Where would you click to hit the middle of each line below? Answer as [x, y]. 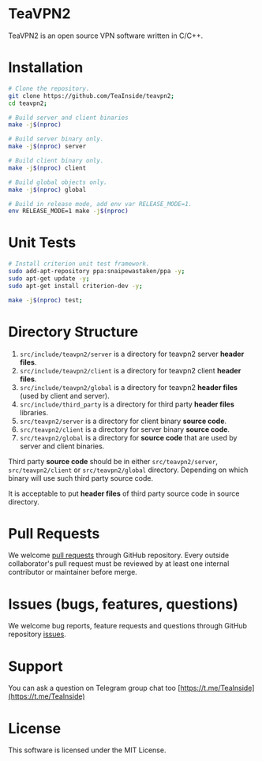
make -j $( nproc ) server [47, 147]
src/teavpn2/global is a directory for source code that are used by [128, 437]
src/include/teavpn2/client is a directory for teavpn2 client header [130, 370]
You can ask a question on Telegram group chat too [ [94, 688]
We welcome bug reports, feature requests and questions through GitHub [127, 626]
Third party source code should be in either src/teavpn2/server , [113, 461]
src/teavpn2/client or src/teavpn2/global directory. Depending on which [128, 470]
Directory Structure [73, 332]
